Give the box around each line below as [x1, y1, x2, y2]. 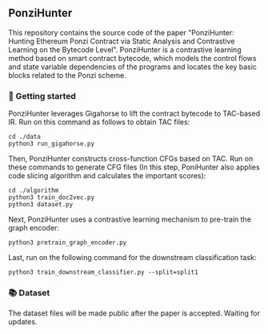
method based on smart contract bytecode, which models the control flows [8, 53, 257, 63]
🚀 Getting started [8, 90, 76, 101]
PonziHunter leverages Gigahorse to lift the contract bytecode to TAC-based [8, 108, 261, 119]
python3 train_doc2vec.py [8, 193, 94, 202]
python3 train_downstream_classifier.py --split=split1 [8, 268, 198, 276]
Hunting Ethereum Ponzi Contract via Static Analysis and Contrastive [8, 36, 235, 46]
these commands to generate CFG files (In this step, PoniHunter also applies [8, 162, 260, 172]
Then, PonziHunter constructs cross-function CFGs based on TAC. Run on [8, 154, 254, 164]
